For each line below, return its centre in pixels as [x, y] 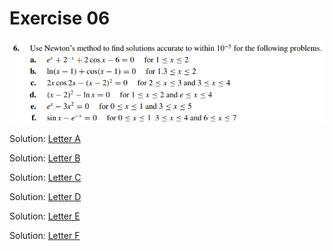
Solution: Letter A [45, 138]
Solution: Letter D [45, 196]
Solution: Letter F [45, 235]
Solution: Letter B [45, 158]
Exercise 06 [60, 18]
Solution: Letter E [45, 216]
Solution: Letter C [45, 177]
